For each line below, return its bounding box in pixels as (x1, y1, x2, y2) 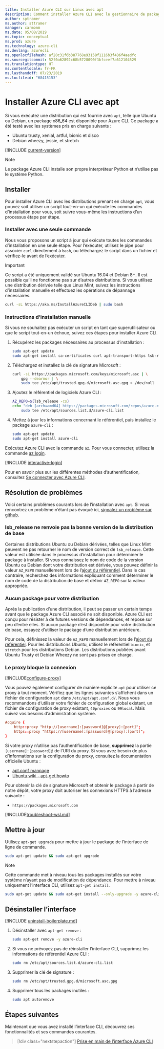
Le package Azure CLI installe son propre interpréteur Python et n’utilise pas (5, 166, 159, 172)
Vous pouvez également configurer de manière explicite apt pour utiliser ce (5, 685, 157, 691)
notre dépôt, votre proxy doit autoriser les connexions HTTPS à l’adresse (5, 787, 151, 793)
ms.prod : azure (5, 39, 36, 44)
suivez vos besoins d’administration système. (5, 711, 96, 717)
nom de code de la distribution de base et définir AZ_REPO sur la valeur (5, 577, 145, 583)
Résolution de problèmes (5, 488, 83, 497)
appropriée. (5, 583, 29, 589)
